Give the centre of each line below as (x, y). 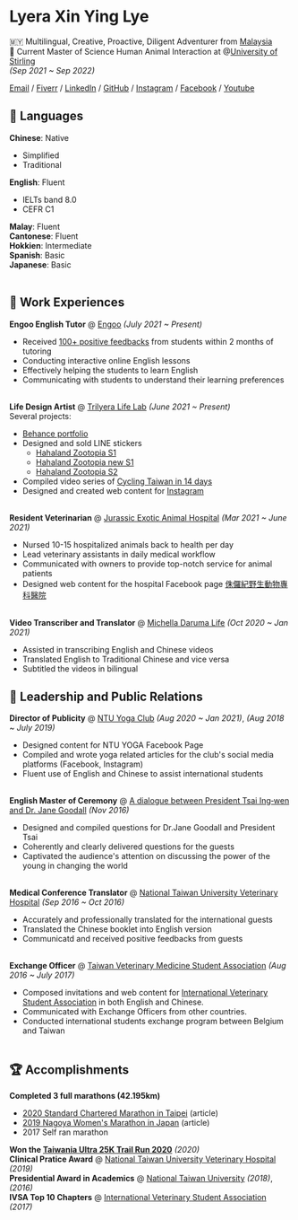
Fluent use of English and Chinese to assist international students (143, 774)
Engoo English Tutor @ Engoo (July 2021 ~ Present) (106, 324)
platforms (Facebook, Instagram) (83, 764)
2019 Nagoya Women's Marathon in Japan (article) (116, 1123)
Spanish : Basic (37, 255)
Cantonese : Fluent (44, 236)
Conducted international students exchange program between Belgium (153, 1022)
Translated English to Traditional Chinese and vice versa (126, 659)
